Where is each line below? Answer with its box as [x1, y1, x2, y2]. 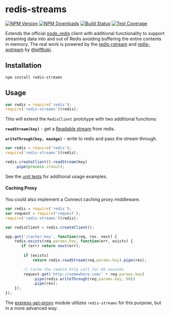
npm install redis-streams [5, 75, 63, 80]
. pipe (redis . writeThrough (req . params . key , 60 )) [32, 276, 136, 281]
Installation [5, 61, 42, 70]
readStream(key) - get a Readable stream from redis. [5, 126, 116, 132]
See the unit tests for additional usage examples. [5, 173, 108, 179]
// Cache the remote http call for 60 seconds [23, 267, 124, 272]
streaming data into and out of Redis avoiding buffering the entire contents [5, 36, 162, 42]
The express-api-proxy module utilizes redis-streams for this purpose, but [5, 300, 161, 306]
